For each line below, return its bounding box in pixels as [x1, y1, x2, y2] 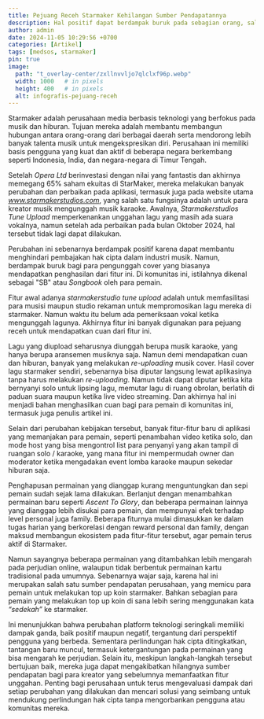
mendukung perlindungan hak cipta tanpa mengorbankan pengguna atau [8, 695, 245, 705]
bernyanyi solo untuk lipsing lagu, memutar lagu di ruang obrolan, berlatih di [8, 383, 255, 393]
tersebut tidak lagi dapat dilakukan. [8, 229, 122, 238]
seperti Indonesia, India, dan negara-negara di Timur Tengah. [8, 155, 207, 165]
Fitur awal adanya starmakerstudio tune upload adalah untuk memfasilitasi [8, 293, 250, 303]
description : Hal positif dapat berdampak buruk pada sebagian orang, [8, 19, 244, 27]
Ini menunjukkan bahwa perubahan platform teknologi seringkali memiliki [8, 620, 244, 629]
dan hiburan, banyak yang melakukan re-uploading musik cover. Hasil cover [8, 359, 255, 368]
